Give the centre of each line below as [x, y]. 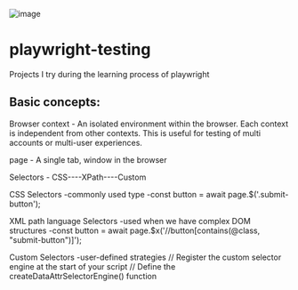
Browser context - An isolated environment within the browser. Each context [149, 124]
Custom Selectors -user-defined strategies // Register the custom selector [145, 257]
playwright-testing [80, 50]
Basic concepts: [55, 102]
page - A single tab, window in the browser [88, 159]
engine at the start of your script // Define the [93, 266]
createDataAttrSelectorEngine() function [83, 276]
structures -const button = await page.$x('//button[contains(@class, [135, 230]
